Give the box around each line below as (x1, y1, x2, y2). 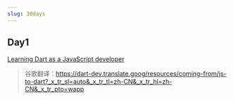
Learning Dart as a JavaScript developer (7, 55, 125, 63)
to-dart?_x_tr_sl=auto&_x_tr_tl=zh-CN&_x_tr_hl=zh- (24, 77, 173, 86)
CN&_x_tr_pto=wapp (24, 85, 85, 94)
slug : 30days (7, 10, 46, 18)
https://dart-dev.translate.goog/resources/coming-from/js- (55, 70, 227, 78)
